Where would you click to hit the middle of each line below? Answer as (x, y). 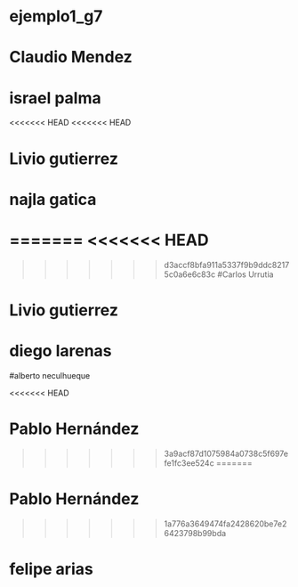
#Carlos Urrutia (246, 274)
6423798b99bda (195, 533)
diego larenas (61, 351)
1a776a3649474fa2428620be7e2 (226, 524)
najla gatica (53, 199)
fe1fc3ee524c (189, 463)
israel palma (56, 98)
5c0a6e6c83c (190, 274)
